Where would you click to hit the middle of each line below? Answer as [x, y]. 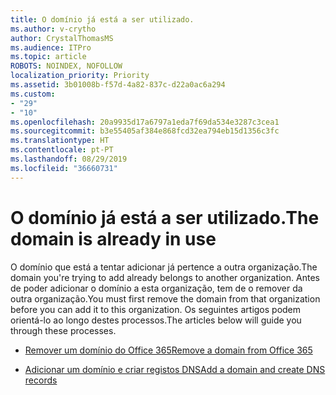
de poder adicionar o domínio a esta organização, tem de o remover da [156, 288]
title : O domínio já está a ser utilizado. [102, 19]
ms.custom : [33, 94]
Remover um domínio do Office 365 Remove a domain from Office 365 [168, 350]
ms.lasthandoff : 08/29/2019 [69, 159]
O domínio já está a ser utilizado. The [165, 217]
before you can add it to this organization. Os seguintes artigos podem [156, 309]
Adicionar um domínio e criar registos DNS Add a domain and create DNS [175, 369]
